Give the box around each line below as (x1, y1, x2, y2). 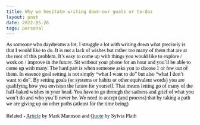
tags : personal (6, 25, 44, 31)
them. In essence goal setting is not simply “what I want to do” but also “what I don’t (6, 71, 184, 78)
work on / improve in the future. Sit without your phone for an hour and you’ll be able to (6, 59, 191, 66)
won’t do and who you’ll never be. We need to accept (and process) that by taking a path (6, 95, 190, 101)
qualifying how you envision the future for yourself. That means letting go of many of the (6, 83, 193, 89)
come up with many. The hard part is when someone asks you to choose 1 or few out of (6, 65, 188, 72)
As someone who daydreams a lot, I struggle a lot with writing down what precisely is (6, 41, 186, 48)
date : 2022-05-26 (6, 20, 49, 25)
